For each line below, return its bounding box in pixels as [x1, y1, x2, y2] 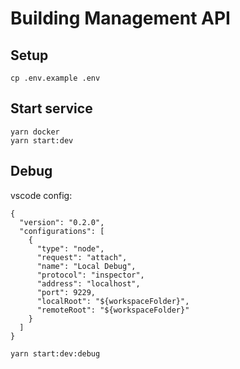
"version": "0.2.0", [19, 217, 105, 227]
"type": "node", [36, 243, 105, 254]
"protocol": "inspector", [36, 270, 145, 280]
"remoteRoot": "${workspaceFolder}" [36, 305, 190, 315]
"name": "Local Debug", [36, 261, 137, 271]
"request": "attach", [36, 252, 128, 262]
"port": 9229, [36, 287, 97, 297]
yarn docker [10, 127, 60, 137]
